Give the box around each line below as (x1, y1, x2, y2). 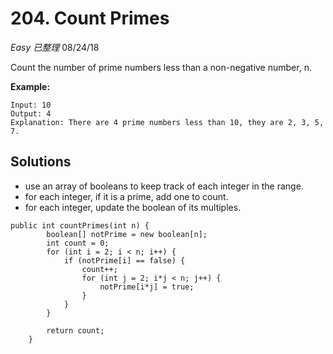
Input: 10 (10, 100, 52, 110)
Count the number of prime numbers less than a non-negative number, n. (10, 61, 312, 73)
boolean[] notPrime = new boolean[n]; (46, 229, 208, 239)
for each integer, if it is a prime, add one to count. (24, 190, 229, 202)
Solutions (10, 153, 72, 171)
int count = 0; (46, 238, 110, 248)
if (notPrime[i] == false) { (63, 255, 186, 266)
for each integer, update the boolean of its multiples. (24, 201, 242, 213)
